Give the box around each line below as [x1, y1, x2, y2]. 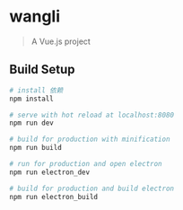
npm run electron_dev [9, 168, 91, 177]
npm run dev [9, 118, 54, 127]
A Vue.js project [30, 36, 91, 47]
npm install [9, 94, 54, 103]
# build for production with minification [9, 135, 170, 144]
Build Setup [9, 62, 75, 77]
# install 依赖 [9, 85, 64, 95]
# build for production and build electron [9, 184, 175, 193]
